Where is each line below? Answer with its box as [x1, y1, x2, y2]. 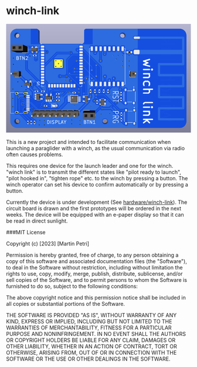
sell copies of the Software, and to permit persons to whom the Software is [6, 276, 188, 283]
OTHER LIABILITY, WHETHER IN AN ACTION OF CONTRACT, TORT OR [6, 342, 177, 350]
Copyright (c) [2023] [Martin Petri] [6, 240, 90, 247]
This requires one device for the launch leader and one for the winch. [6, 162, 174, 169]
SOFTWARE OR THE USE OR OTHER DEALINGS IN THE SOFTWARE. [6, 355, 171, 362]
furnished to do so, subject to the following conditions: [6, 282, 138, 289]
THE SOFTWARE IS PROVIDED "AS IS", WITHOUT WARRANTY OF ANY [6, 311, 177, 318]
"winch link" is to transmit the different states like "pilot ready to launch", [6, 169, 182, 176]
